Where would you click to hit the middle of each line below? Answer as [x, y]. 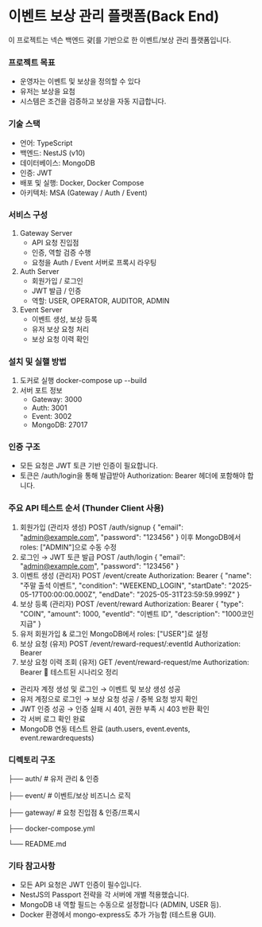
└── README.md [37, 844]
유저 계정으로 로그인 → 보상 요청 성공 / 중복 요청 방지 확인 [109, 698]
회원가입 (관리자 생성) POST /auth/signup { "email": [102, 527]
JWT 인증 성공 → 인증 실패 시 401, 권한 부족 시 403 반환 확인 [115, 709]
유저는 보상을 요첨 [47, 92]
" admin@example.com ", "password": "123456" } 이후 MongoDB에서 [130, 537]
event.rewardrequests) [57, 737]
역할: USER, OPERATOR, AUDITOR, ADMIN [100, 300]
